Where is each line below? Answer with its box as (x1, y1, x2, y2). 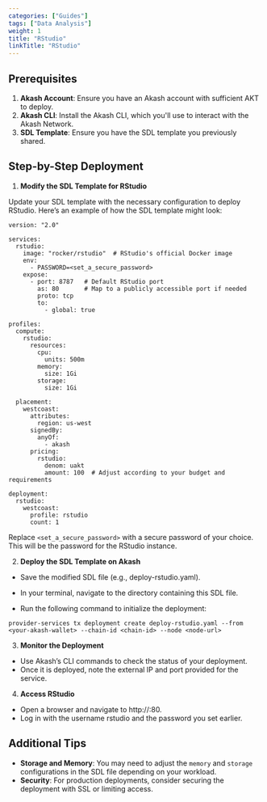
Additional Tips (8, 737, 87, 750)
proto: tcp (37, 292, 74, 300)
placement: (15, 398, 52, 406)
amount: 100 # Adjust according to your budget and (44, 468, 226, 477)
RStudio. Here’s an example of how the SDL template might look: (8, 205, 223, 215)
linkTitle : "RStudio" (8, 42, 81, 50)
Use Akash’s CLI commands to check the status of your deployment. (19, 656, 248, 665)
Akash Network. (19, 119, 74, 129)
